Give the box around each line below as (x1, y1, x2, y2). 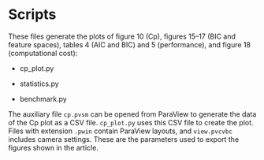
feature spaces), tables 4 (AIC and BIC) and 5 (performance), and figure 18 (8, 39, 251, 49)
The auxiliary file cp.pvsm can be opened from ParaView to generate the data (8, 109, 257, 119)
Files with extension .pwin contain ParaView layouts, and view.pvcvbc (8, 126, 232, 136)
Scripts (8, 6, 57, 24)
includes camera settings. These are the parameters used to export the (8, 134, 240, 143)
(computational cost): (8, 48, 78, 58)
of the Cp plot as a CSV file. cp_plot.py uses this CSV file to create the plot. (8, 117, 254, 127)
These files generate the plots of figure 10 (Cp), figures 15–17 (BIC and (8, 32, 236, 41)
